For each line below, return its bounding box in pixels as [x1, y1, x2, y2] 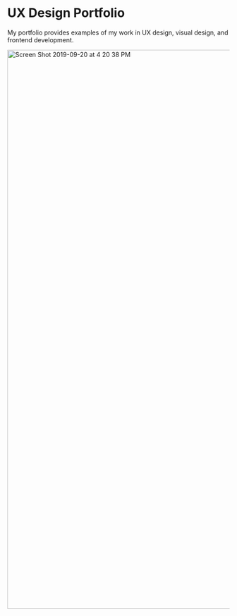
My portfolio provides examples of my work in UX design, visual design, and [7, 28, 229, 37]
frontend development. [7, 35, 74, 44]
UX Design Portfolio [7, 5, 126, 21]
